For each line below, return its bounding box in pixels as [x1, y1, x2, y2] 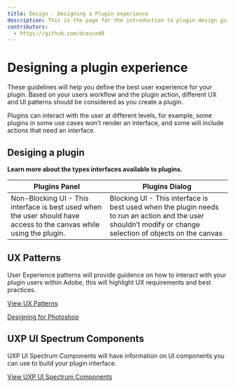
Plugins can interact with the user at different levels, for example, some [7, 111, 212, 120]
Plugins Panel [34, 182, 80, 191]
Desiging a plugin [7, 146, 85, 158]
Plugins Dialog [142, 182, 192, 191]
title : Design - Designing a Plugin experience [7, 10, 149, 17]
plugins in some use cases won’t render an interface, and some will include [7, 119, 224, 127]
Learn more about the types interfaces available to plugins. [7, 165, 183, 173]
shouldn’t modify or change [109, 220, 201, 229]
